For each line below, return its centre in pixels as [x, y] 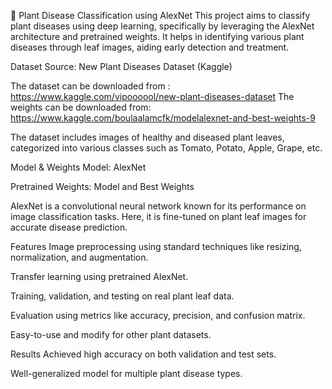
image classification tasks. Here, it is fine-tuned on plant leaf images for [158, 216]
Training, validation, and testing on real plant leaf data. [122, 296]
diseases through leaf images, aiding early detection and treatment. [150, 47]
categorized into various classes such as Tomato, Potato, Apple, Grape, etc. [166, 148]
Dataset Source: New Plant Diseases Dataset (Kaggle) [121, 66]
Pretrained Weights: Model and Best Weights [102, 186]
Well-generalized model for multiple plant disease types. [126, 373]
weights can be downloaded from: [81, 107]
